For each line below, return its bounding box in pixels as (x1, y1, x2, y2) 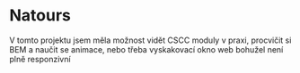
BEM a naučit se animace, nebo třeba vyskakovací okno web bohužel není (9, 44, 284, 54)
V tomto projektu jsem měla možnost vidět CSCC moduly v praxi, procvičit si (9, 35, 292, 45)
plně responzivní (9, 53, 71, 64)
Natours (9, 5, 72, 26)
